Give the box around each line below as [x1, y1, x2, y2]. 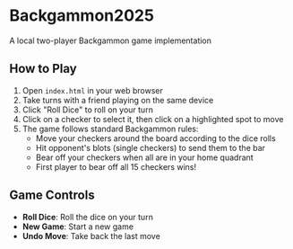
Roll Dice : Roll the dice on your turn [22, 211, 154, 222]
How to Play [9, 61, 78, 76]
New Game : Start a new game [22, 221, 134, 232]
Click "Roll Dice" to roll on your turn [22, 104, 154, 115]
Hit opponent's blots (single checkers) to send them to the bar [35, 142, 266, 153]
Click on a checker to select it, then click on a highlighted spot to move [22, 113, 284, 124]
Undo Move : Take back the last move [22, 230, 161, 241]
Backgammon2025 [9, 5, 155, 26]
